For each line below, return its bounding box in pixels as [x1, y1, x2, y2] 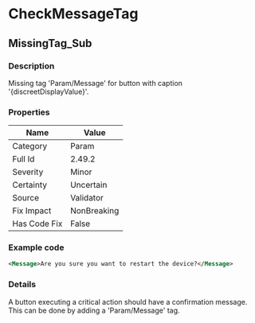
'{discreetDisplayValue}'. [8, 87, 89, 96]
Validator [70, 193, 104, 204]
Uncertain [70, 180, 108, 191]
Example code [8, 242, 65, 253]
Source [12, 193, 40, 204]
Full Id [12, 154, 35, 165]
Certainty [12, 180, 48, 191]
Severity [12, 166, 44, 177]
